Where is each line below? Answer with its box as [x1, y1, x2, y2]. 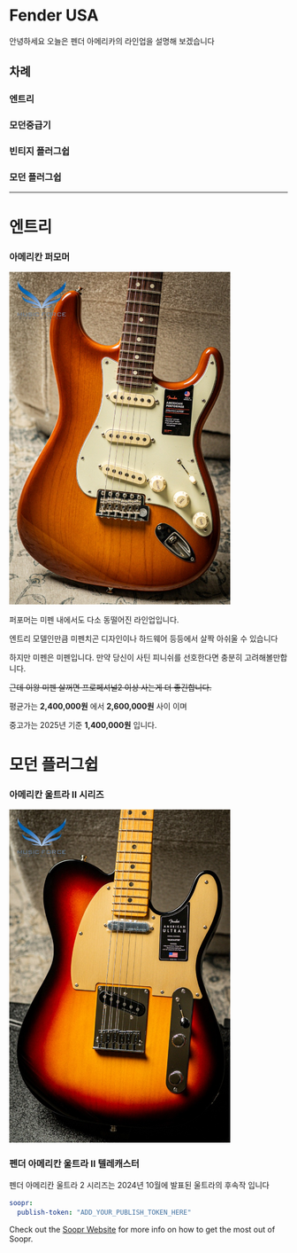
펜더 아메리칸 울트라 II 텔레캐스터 [9, 1158, 140, 1171]
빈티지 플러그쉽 [9, 145, 71, 158]
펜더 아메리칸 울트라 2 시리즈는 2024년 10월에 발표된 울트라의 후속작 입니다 [9, 1179, 270, 1190]
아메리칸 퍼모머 [9, 250, 71, 262]
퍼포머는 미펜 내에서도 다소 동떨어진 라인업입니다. [9, 615, 179, 625]
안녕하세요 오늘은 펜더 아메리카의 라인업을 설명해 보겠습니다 [9, 35, 215, 46]
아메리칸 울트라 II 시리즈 [9, 788, 104, 801]
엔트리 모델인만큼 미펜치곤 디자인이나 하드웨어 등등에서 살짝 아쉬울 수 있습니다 [9, 633, 278, 644]
